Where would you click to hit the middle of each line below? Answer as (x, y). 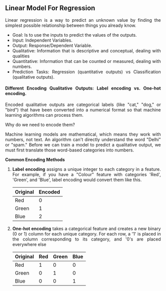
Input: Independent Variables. (42, 40)
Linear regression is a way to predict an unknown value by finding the (83, 20)
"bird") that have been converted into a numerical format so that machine (83, 110)
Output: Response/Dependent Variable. (52, 45)
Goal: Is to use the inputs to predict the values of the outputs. (75, 35)
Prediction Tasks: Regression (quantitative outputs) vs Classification (86, 72)
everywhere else (29, 244)
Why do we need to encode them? (40, 125)
